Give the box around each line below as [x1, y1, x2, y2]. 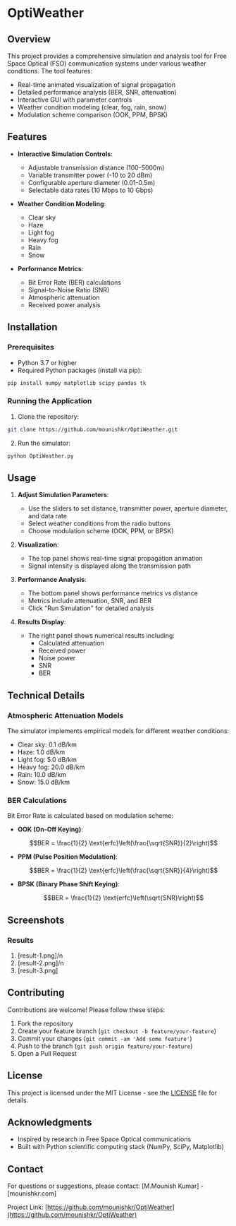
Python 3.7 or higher [17, 358, 77, 367]
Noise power [38, 654, 76, 662]
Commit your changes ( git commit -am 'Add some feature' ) [17, 1034, 192, 1042]
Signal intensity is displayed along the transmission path [27, 561, 192, 570]
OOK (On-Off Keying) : [17, 825, 83, 834]
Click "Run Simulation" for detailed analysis [27, 604, 154, 612]
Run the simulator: [17, 439, 70, 447]
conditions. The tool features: [7, 67, 93, 75]
